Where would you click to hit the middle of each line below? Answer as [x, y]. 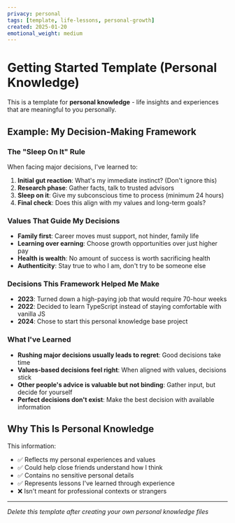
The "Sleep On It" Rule [47, 151]
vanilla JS [31, 314]
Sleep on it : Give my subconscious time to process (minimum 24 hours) [121, 195]
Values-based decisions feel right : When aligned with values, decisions [122, 370]
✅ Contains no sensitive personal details [76, 475]
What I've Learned [39, 340]
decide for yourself [45, 392]
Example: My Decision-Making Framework [102, 131]
